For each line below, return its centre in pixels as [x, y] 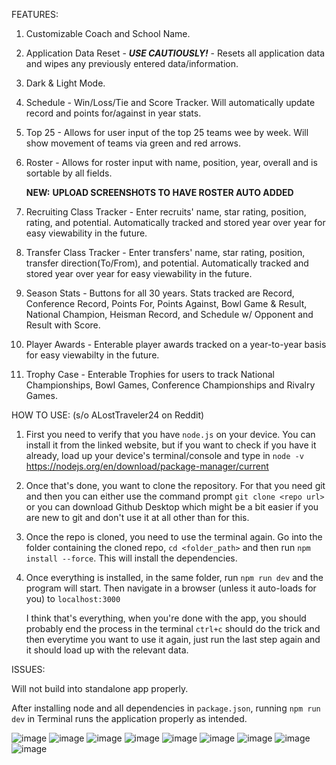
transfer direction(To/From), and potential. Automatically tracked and [167, 263]
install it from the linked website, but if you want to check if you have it [171, 445]
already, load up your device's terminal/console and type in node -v [164, 455]
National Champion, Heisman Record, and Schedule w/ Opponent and [169, 314]
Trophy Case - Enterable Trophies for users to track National [150, 374]
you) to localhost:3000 [73, 598]
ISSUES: [28, 669]
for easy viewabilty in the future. [92, 355]
